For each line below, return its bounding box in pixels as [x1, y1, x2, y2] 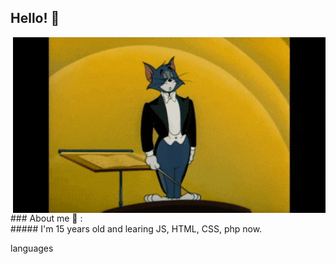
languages [10, 242, 54, 255]
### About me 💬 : [10, 212, 83, 225]
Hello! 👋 [10, 10, 60, 27]
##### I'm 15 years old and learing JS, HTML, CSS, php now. [10, 223, 263, 235]
